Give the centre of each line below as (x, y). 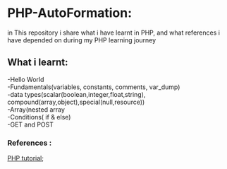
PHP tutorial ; (26, 158)
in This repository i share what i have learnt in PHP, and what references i (114, 33)
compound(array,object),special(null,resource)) (76, 102)
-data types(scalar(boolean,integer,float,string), (76, 94)
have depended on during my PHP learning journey (82, 40)
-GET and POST (31, 124)
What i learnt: (38, 63)
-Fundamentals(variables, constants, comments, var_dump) (94, 87)
